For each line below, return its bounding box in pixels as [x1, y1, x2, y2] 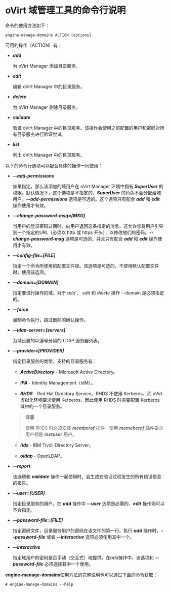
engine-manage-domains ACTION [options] [5, 33, 92, 38]
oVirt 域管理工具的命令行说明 [5, 5, 126, 16]
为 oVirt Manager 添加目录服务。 [12, 63, 81, 69]
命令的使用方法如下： [5, 22, 50, 28]
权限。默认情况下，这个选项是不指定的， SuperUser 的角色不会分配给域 [12, 189, 161, 196]
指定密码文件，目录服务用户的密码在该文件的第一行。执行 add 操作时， [12, 527, 161, 534]
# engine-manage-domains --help [5, 582, 73, 587]
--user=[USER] [12, 490, 45, 496]
